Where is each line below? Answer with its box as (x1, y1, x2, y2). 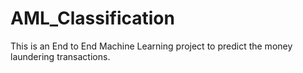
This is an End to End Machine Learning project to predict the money (10, 40, 293, 52)
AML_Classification (10, 7, 175, 30)
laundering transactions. (10, 50, 111, 62)
